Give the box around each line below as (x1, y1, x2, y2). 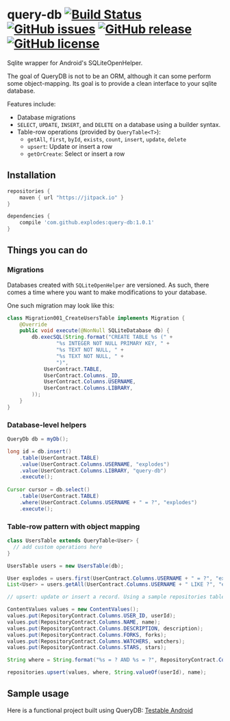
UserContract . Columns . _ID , (43, 372, 121, 379)
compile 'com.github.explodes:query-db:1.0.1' (19, 220, 155, 226)
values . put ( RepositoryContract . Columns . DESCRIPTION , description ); (7, 625, 204, 632)
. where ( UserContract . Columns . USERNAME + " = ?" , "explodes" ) (19, 499, 198, 506)
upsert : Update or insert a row (27, 142, 113, 150)
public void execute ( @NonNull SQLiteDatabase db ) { (19, 327, 170, 334)
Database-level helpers (7, 420, 87, 429)
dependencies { (7, 213, 51, 220)
